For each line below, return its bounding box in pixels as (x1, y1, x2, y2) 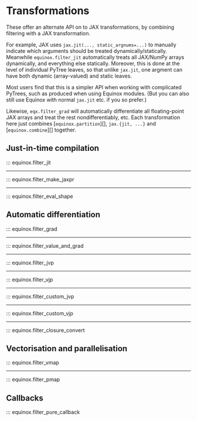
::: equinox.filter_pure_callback (6, 409, 80, 416)
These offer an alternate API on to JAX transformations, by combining (6, 23, 175, 31)
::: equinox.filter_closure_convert (6, 326, 85, 334)
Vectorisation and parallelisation (6, 343, 128, 353)
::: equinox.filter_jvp (6, 259, 55, 266)
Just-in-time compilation (6, 143, 100, 153)
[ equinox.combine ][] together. (6, 126, 76, 133)
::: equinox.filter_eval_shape (6, 193, 73, 200)
